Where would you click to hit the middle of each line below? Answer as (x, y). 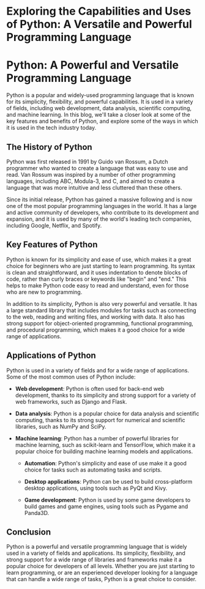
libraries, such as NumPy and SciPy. (61, 426)
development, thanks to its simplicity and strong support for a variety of (106, 395)
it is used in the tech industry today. (51, 128)
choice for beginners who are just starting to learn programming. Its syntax (101, 266)
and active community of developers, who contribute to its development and (102, 212)
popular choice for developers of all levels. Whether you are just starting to (101, 566)
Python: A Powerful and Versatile (93, 65)
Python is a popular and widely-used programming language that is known (100, 95)
